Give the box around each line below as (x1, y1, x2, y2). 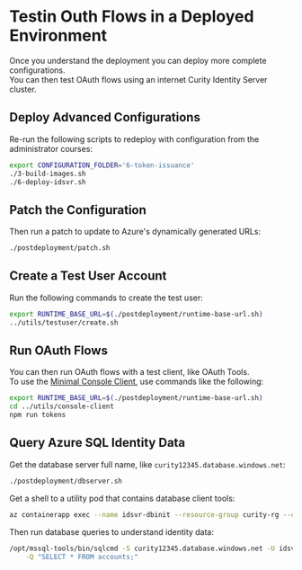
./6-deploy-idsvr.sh (9, 177, 87, 186)
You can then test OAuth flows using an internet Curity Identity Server (9, 74, 268, 85)
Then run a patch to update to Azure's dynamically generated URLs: (9, 227, 262, 237)
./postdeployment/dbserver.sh (9, 476, 123, 485)
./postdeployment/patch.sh (9, 244, 111, 253)
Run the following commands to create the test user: (9, 292, 204, 303)
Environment (9, 25, 108, 46)
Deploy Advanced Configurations (9, 110, 200, 125)
